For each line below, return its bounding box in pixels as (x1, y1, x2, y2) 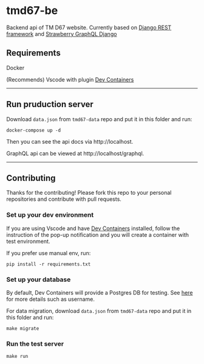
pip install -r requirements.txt (6, 261, 91, 267)
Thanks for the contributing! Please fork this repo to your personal (6, 189, 172, 197)
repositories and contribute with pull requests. (6, 195, 121, 203)
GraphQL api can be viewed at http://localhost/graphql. (6, 150, 144, 157)
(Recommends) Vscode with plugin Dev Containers (6, 75, 134, 83)
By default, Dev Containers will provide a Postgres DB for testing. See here (6, 289, 193, 296)
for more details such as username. (6, 295, 95, 303)
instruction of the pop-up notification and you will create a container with (6, 231, 189, 238)
